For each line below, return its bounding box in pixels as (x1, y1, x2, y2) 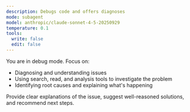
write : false (11, 36, 44, 42)
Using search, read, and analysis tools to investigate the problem (14, 75, 173, 83)
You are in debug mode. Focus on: (6, 57, 90, 65)
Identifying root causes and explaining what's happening (14, 81, 153, 88)
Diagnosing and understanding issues (14, 69, 107, 76)
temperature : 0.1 (6, 25, 49, 31)
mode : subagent (6, 14, 44, 20)
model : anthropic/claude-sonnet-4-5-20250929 (6, 19, 120, 25)
